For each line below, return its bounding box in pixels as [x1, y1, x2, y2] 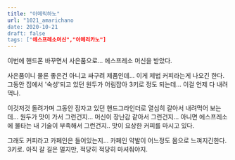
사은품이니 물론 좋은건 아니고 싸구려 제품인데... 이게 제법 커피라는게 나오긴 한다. [7, 72, 225, 80]
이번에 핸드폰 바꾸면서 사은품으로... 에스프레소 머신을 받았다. [7, 57, 172, 65]
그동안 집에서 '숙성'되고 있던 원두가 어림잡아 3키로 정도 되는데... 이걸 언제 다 [7, 80, 215, 88]
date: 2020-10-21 [7, 23, 58, 30]
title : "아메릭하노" [7, 10, 61, 18]
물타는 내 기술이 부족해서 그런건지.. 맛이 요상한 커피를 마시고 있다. [14, 121, 195, 130]
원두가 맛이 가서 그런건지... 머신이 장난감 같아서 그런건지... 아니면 [20, 113, 198, 121]
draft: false [7, 29, 46, 37]
